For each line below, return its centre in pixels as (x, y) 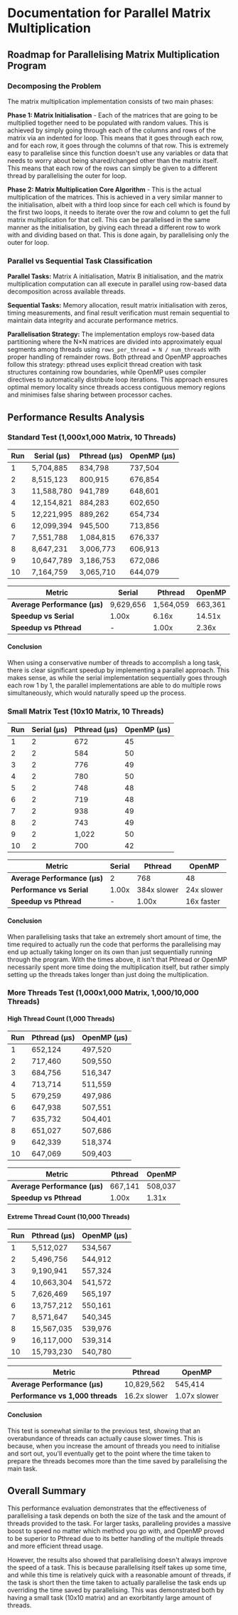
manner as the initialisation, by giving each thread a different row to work (114, 227)
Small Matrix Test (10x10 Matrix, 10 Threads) (86, 711)
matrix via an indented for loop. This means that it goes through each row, (115, 137)
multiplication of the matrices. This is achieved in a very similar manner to (115, 197)
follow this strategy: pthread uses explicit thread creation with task (105, 365)
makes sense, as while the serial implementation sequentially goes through (117, 678)
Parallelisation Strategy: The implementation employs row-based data (111, 334)
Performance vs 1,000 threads (64, 1396)
